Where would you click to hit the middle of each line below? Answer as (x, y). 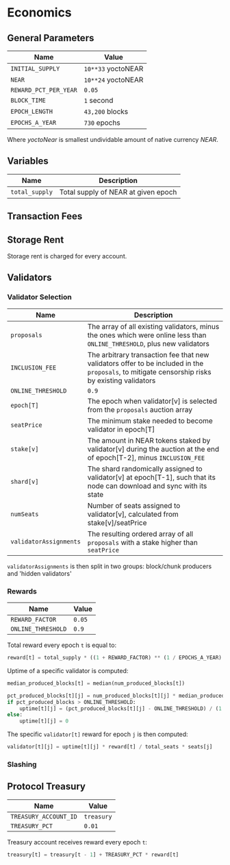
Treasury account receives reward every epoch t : (77, 842)
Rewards (22, 591)
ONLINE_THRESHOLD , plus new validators (149, 343)
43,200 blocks (106, 111)
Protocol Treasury (46, 787)
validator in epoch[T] (121, 429)
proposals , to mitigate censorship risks (150, 371)
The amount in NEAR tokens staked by (149, 440)
